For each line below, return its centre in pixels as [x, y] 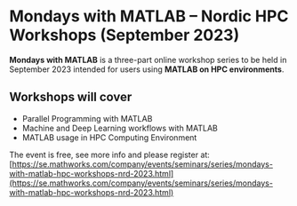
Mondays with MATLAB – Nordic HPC [149, 16]
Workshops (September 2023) [124, 35]
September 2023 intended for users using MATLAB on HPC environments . [147, 69]
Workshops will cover [71, 97]
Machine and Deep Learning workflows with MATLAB [120, 128]
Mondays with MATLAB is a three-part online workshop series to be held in [148, 59]
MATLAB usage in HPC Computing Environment [109, 137]
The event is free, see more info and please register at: [110, 154]
